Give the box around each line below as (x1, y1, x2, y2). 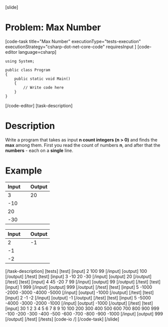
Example (5, 165, 42, 177)
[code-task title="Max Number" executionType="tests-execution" (5, 38, 141, 44)
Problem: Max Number (5, 22, 101, 33)
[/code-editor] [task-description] (5, 102, 73, 108)
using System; (5, 59, 35, 64)
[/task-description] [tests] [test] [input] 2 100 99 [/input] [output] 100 (5, 268, 147, 274)
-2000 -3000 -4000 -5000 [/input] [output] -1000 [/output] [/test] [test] (5, 289, 154, 295)
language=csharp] (18, 49, 57, 55)
